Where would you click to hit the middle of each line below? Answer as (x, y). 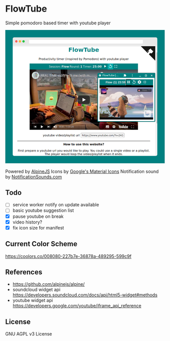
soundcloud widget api (36, 290)
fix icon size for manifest (38, 228)
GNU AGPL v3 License (29, 334)
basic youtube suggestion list (43, 210)
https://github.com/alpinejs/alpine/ (49, 284)
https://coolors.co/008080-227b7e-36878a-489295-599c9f (68, 256)
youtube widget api (33, 300)
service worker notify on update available (56, 205)
